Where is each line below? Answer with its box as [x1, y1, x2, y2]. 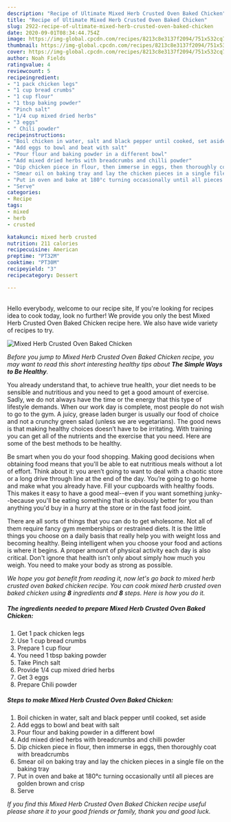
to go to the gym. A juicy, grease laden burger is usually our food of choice [7, 410, 219, 418]
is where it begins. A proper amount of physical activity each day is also [7, 546, 211, 554]
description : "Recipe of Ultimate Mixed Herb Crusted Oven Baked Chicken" [7, 10, 226, 17]
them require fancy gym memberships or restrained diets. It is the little [7, 524, 206, 532]
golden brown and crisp [16, 779, 85, 788]
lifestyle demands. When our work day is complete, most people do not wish [7, 402, 224, 411]
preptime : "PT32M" [7, 252, 60, 260]
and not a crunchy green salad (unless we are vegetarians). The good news [7, 417, 221, 425]
